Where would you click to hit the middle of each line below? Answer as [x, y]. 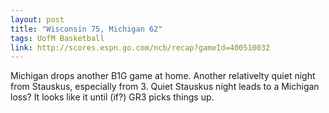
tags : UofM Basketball [57, 38]
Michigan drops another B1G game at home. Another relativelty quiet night [163, 76]
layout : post [37, 19]
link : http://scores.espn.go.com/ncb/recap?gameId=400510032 [140, 47]
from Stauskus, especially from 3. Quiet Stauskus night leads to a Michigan [165, 87]
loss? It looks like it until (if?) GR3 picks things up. [112, 97]
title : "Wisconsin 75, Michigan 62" [86, 29]
